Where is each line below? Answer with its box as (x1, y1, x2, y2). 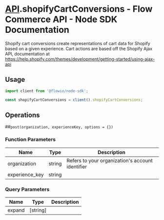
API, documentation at (5, 50, 50, 57)
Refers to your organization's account (66, 157, 153, 164)
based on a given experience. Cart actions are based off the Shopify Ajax (5, 46, 153, 51)
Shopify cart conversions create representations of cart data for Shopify (5, 40, 150, 46)
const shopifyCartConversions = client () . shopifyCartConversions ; (5, 97, 143, 102)
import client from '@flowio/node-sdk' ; (5, 88, 89, 94)
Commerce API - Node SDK (5, 14, 118, 25)
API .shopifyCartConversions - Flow (5, 3, 153, 15)
